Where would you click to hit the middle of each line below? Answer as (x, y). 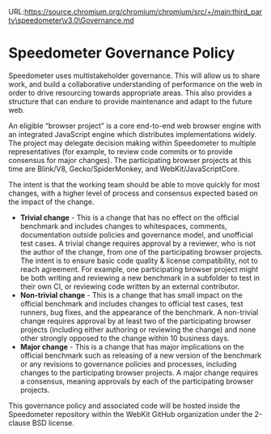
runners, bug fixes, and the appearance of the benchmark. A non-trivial (139, 312)
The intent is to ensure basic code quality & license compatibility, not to (139, 260)
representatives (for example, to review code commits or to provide (121, 151)
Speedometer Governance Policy (122, 53)
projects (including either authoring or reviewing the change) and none (138, 329)
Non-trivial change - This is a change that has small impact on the (131, 294)
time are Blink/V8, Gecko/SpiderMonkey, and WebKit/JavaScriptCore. (124, 169)
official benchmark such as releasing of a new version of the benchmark (141, 355)
